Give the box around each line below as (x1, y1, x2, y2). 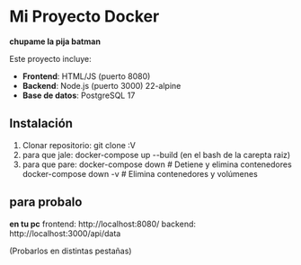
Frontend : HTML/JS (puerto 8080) (22, 70, 151, 82)
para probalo (9, 195, 83, 210)
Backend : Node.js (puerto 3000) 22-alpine (22, 80, 181, 91)
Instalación (9, 116, 74, 131)
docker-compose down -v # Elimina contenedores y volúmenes (22, 168, 258, 179)
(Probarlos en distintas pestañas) (9, 245, 132, 256)
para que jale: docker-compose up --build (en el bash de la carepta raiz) (22, 149, 291, 160)
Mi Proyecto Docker (9, 6, 160, 27)
